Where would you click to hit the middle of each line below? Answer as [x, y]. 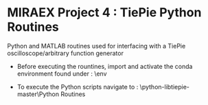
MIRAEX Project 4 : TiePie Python [104, 13]
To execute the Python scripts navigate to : [78, 87]
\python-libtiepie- [165, 87]
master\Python [38, 94]
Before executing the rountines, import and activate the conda [105, 66]
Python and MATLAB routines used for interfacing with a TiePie [96, 46]
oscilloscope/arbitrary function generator [65, 53]
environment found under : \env [62, 74]
